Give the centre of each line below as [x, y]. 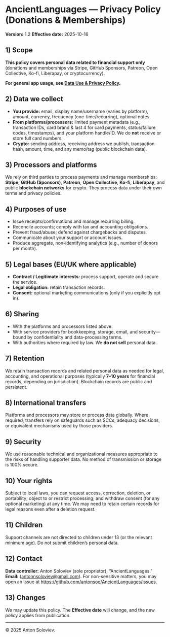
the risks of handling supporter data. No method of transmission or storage [83, 459]
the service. [25, 282]
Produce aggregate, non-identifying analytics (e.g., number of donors [85, 243]
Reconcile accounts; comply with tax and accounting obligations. [80, 227]
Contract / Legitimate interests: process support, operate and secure [86, 277]
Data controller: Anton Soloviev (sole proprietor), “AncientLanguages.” [79, 571]
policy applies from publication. [38, 615]
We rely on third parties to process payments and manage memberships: [81, 177]
